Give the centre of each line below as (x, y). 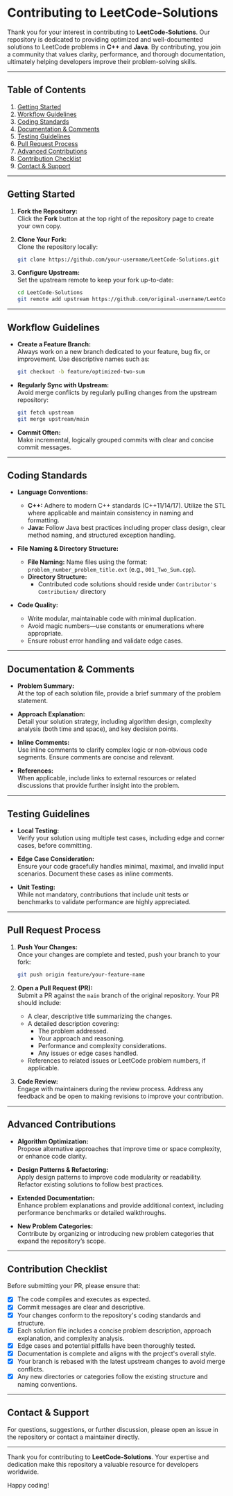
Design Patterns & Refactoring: (63, 1169)
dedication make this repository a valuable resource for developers (103, 1464)
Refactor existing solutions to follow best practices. (90, 1184)
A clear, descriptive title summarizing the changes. (100, 1016)
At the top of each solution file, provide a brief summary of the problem (119, 693)
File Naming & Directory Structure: (68, 549)
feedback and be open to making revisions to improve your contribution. (120, 1096)
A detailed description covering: (73, 1023)
